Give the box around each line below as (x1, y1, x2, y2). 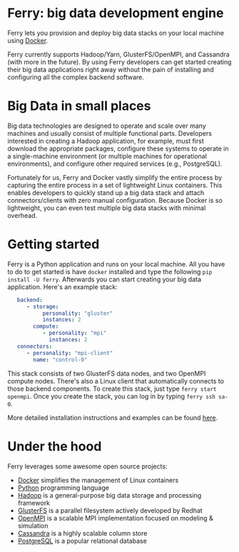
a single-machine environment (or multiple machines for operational (7, 151, 207, 160)
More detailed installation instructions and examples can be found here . (7, 413, 218, 422)
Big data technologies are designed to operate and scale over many (7, 121, 207, 130)
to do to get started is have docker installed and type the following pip (7, 267, 213, 276)
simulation (17, 521, 49, 530)
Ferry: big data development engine (7, 5, 224, 21)
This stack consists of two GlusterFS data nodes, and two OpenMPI (7, 369, 206, 378)
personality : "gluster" (42, 309, 113, 317)
